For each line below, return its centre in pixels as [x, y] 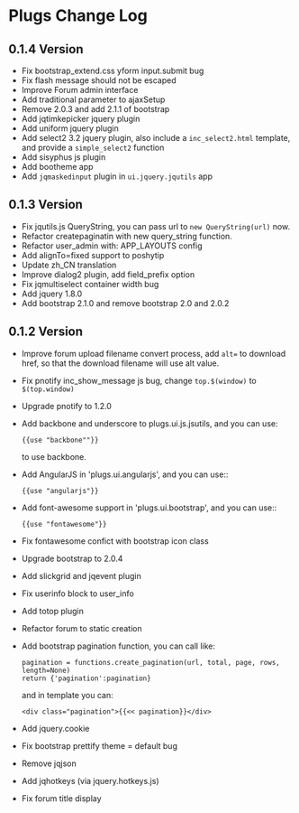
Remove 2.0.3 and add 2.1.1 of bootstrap [95, 109]
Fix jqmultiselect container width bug [90, 284]
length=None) [46, 670]
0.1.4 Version [46, 49]
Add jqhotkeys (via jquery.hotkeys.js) [90, 780]
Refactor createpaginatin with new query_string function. [127, 236]
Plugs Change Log [78, 16]
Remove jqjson [49, 763]
